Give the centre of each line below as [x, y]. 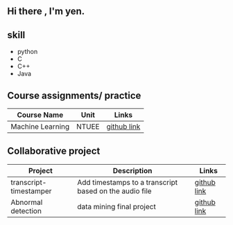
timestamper [31, 191]
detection [26, 210]
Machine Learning [40, 127]
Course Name [40, 115]
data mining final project [116, 206]
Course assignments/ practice [74, 95]
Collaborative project [54, 151]
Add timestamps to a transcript [128, 182]
